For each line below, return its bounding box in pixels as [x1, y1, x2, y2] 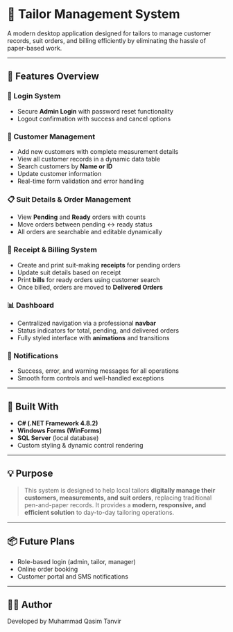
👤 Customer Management [7, 132, 96, 141]
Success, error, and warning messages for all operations [17, 367, 179, 375]
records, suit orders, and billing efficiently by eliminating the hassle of [7, 36, 207, 44]
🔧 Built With [7, 401, 59, 412]
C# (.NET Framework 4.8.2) [17, 419, 98, 427]
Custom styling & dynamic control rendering [17, 441, 144, 449]
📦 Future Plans [7, 536, 75, 547]
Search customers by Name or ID [17, 162, 113, 170]
